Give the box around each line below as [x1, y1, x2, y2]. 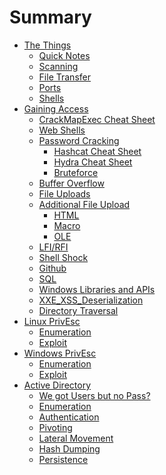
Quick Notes [38, 49, 91, 61]
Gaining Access [23, 102, 89, 115]
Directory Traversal [38, 304, 119, 316]
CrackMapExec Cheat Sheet [38, 113, 156, 125]
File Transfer [38, 71, 91, 83]
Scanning [38, 60, 79, 72]
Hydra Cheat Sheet [53, 156, 133, 168]
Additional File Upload [38, 198, 131, 210]
